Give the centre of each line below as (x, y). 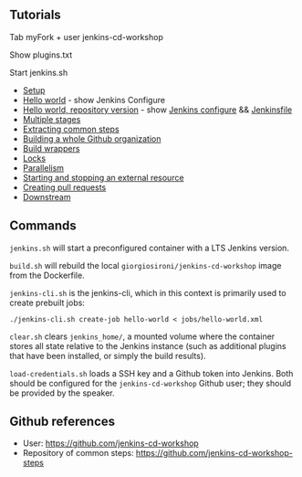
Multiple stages (52, 119)
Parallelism (43, 167)
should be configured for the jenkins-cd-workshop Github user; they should (151, 383)
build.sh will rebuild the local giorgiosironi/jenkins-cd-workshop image (146, 265)
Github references (62, 422)
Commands (43, 226)
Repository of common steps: (78, 453)
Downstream (47, 196)
